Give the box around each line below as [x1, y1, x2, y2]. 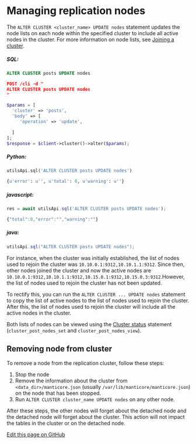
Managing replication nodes [6, 4, 145, 18]
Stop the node [15, 371, 50, 378]
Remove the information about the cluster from [15, 377, 128, 384]
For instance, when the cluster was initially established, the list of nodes [6, 254, 180, 261]
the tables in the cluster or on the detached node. [6, 419, 126, 426]
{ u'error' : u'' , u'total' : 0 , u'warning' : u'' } [6, 179, 125, 185]
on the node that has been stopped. [15, 390, 101, 397]
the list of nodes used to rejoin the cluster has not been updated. [6, 279, 162, 286]
